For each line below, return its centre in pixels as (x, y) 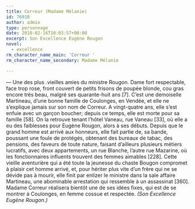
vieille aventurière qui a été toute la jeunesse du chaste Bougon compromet (97, 163)
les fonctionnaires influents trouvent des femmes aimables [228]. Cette (91, 156)
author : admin (23, 22)
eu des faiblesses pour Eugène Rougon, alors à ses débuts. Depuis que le (95, 126)
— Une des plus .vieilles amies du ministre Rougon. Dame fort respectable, (96, 82)
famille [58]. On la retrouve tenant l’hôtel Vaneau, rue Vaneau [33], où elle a (97, 119)
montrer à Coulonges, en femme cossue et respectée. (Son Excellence (91, 194)
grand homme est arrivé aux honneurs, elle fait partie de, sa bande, (87, 131)
